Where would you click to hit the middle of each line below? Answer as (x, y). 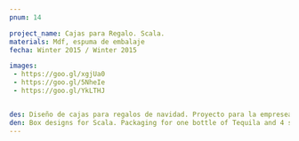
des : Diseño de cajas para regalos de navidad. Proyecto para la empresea (151, 114)
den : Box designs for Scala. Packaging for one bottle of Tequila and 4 (147, 122)
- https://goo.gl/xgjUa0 (59, 74)
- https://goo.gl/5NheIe (59, 82)
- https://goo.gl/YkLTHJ (59, 90)
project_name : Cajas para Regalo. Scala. (87, 33)
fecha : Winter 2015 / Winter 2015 (73, 50)
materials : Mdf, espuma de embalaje (77, 42)
